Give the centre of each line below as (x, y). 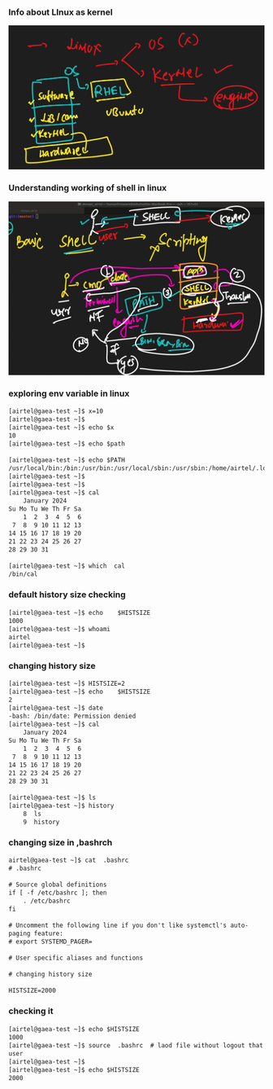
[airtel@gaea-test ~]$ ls (52, 798)
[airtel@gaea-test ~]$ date (56, 708)
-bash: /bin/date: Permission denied (72, 716)
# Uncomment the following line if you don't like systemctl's (118, 926)
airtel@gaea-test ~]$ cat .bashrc (69, 861)
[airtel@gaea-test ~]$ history (61, 806)
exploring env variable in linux (69, 393)
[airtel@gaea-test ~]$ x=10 (56, 411)
